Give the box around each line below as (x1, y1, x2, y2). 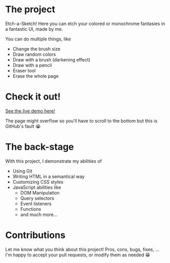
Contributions (5, 229, 65, 241)
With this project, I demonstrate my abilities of (5, 158, 102, 164)
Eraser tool (12, 68, 36, 74)
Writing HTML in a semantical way (12, 173, 85, 180)
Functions (20, 206, 41, 212)
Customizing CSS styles (12, 179, 64, 185)
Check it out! (5, 91, 61, 103)
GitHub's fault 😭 (5, 123, 41, 129)
